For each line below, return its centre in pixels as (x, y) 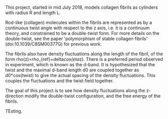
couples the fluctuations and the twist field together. (60, 81)
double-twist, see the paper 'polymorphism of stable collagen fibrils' (76, 38)
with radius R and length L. (33, 13)
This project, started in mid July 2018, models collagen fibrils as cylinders (81, 7)
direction (14, 96)
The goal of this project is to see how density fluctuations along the (75, 90)
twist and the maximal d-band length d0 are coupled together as (72, 70)
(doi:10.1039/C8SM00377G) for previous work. (53, 44)
